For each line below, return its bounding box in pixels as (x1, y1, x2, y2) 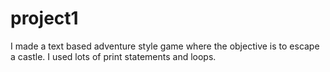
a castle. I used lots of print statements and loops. (10, 50, 217, 62)
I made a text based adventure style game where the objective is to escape (10, 40, 320, 52)
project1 (10, 7, 79, 30)
